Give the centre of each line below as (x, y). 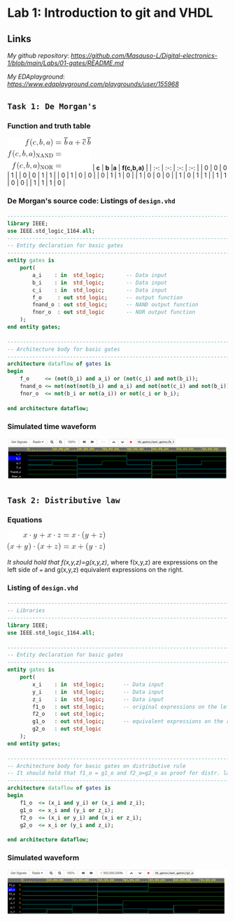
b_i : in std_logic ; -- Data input (100, 283)
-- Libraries (26, 611)
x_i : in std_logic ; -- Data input (98, 684)
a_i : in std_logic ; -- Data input (100, 275)
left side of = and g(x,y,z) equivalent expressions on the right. (95, 570)
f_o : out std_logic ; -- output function (108, 297)
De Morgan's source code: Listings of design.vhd (92, 201)
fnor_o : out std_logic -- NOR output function (114, 312)
